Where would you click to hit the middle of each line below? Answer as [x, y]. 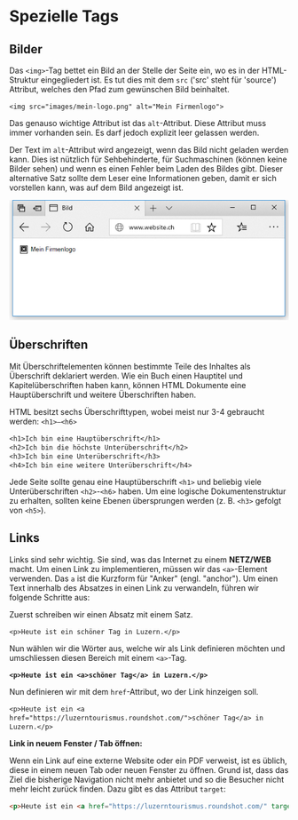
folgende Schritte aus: [50, 597]
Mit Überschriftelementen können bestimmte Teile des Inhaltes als [130, 366]
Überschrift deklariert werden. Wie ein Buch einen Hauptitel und [126, 376]
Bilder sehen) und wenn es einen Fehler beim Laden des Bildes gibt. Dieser [146, 169]
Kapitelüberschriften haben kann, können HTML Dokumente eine [128, 385]
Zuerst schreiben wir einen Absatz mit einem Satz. [101, 614]
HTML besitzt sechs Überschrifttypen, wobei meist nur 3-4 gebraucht [137, 411]
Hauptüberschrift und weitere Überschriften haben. [103, 394]
